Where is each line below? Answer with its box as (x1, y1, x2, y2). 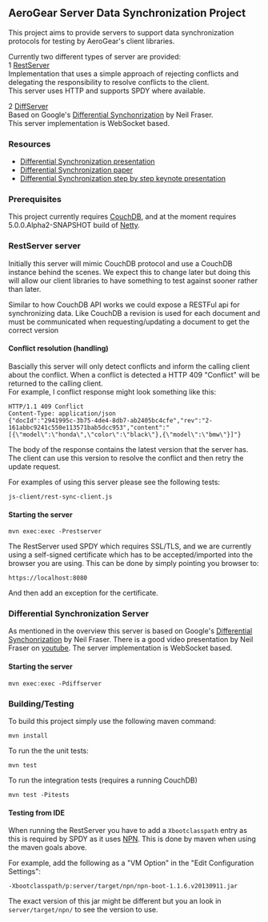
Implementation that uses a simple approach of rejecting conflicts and (8, 68, 239, 79)
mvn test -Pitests (8, 791, 70, 799)
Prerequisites (8, 194, 62, 205)
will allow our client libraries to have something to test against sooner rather (8, 276, 258, 285)
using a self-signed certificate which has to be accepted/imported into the (8, 550, 254, 560)
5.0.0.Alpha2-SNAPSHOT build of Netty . (8, 220, 140, 230)
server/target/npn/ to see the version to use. (8, 905, 158, 915)
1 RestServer (8, 60, 50, 70)
